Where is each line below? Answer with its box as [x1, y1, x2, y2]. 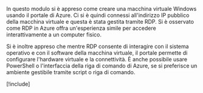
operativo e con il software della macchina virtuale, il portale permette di [6, 49, 188, 57]
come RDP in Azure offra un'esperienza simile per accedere [6, 24, 156, 32]
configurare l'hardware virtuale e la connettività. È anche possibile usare [6, 56, 187, 63]
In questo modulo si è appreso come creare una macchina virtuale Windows [6, 5, 197, 12]
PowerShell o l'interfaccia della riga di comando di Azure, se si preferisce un [6, 62, 198, 69]
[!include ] [6, 80, 30, 88]
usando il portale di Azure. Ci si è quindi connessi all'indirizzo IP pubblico [6, 12, 190, 19]
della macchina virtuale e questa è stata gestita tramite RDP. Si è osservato [6, 18, 194, 25]
